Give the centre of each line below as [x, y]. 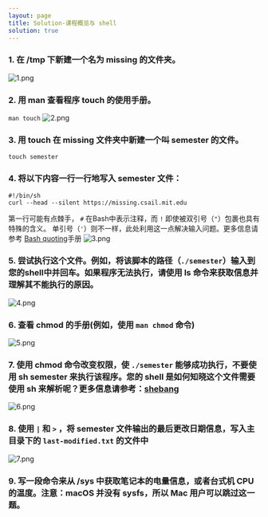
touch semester [33, 157]
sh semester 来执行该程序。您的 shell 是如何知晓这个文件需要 [137, 377]
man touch [25, 118]
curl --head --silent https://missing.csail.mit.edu [98, 203]
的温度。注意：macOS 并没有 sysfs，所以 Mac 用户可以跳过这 [128, 493]
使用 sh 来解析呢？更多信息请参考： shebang [94, 389]
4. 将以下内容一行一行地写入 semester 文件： [95, 179]
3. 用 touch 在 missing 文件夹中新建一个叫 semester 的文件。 [126, 140]
